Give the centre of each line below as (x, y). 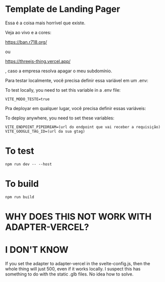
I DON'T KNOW (37, 250)
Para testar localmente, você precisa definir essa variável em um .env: (77, 80)
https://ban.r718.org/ (26, 42)
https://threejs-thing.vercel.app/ (38, 61)
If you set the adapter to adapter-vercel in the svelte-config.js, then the (78, 263)
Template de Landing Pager (63, 9)
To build (22, 184)
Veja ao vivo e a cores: (28, 32)
